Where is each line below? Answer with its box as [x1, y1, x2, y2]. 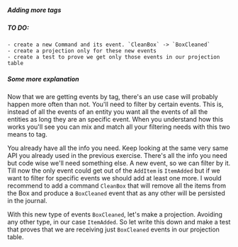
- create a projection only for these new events [7, 47, 157, 54]
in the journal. [7, 197, 47, 205]
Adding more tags [7, 6, 62, 14]
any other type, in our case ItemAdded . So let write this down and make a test [7, 218, 231, 226]
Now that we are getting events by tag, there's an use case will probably [7, 93, 218, 101]
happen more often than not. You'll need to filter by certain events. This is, [7, 100, 224, 109]
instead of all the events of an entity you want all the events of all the [7, 108, 208, 116]
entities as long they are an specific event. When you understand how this [7, 115, 224, 124]
